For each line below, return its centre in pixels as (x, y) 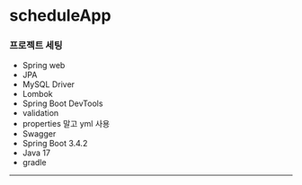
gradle (34, 163)
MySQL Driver (48, 84)
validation (40, 113)
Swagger (39, 134)
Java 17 (36, 153)
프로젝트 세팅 (36, 46)
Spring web (44, 66)
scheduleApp (60, 16)
